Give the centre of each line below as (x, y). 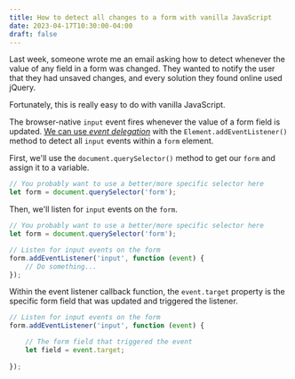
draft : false (33, 34)
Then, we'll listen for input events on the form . (93, 209)
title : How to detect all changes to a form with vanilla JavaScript (141, 17)
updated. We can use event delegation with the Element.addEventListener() (148, 132)
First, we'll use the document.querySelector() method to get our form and (142, 158)
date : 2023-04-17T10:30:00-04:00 (71, 26)
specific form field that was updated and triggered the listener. (124, 301)
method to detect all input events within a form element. (112, 141)
